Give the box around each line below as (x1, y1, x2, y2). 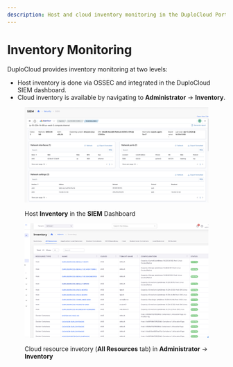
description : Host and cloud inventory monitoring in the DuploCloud (7, 11, 213, 18)
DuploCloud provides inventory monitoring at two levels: (7, 65, 168, 73)
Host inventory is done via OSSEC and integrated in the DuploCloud (17, 78, 211, 87)
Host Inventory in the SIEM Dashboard (24, 209, 136, 218)
